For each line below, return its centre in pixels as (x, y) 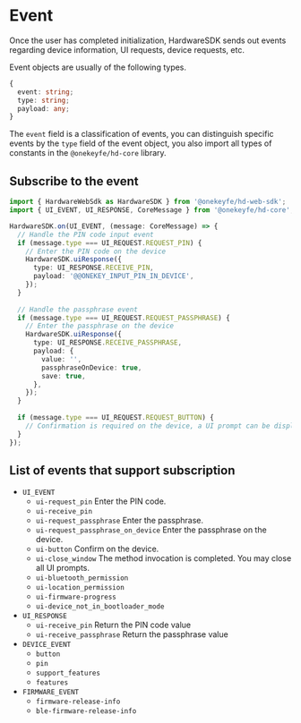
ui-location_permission (80, 588)
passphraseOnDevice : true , (92, 368)
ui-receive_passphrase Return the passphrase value (132, 634)
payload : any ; (43, 108)
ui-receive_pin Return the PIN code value (113, 625)
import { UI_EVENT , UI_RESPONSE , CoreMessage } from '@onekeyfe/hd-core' (150, 210)
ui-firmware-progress (76, 597)
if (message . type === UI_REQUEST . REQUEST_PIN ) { (110, 242)
